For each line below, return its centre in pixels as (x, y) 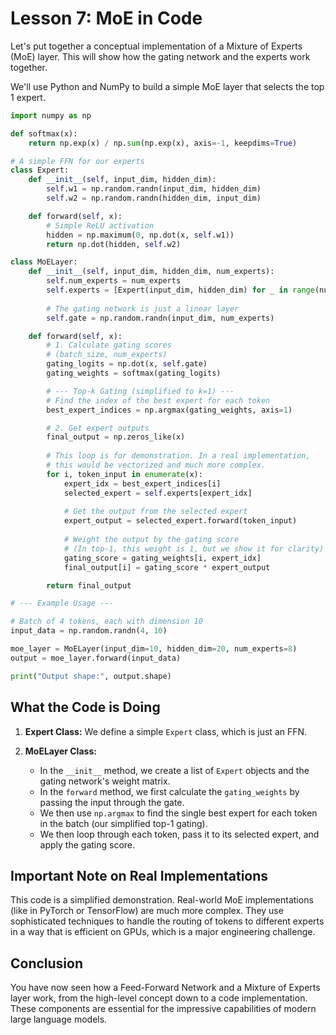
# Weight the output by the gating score (151, 540)
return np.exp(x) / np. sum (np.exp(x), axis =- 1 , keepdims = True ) (163, 143)
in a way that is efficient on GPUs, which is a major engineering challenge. (163, 932)
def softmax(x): (44, 133)
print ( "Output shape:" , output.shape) (91, 676)
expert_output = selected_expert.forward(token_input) (180, 521)
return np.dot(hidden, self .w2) (114, 244)
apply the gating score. (87, 844)
